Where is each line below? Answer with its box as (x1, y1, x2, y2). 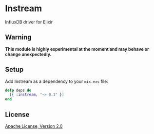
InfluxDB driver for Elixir (5, 19, 53, 25)
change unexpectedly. (5, 51, 52, 57)
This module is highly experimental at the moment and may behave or (5, 46, 150, 52)
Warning (5, 33, 32, 41)
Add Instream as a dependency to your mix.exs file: (5, 78, 108, 84)
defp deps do (5, 88, 32, 93)
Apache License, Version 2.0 (5, 123, 63, 129)
